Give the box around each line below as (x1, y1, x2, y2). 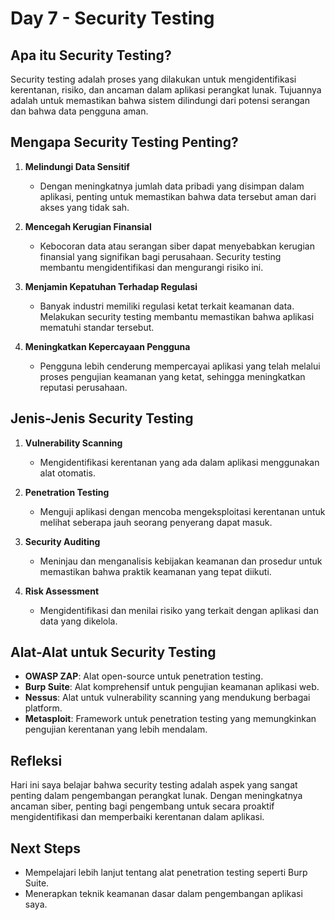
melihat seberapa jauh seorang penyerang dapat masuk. (39, 516, 273, 528)
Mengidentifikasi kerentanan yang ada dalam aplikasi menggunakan (39, 456, 320, 468)
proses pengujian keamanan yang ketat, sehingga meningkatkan (39, 370, 306, 382)
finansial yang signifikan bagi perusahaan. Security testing (39, 250, 282, 262)
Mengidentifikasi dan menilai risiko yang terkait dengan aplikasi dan (39, 604, 319, 616)
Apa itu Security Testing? (10, 47, 172, 64)
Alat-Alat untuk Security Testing (10, 644, 217, 661)
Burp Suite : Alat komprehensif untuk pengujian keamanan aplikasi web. (24, 681, 320, 693)
